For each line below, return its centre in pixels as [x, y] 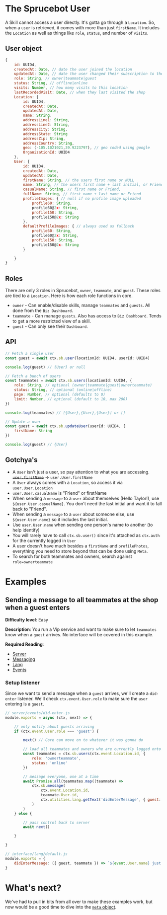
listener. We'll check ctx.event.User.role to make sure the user [83, 698]
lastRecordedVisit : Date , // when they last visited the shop [80, 92]
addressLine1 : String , [46, 120]
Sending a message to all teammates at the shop [82, 600]
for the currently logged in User [44, 540]
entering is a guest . [25, 704]
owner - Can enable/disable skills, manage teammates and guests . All [81, 305]
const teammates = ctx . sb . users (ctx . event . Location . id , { [84, 754]
